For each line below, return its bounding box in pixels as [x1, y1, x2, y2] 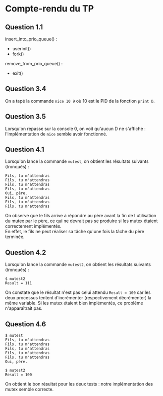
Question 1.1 [5, 23, 43, 31]
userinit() [12, 46, 31, 51]
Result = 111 [5, 281, 32, 286]
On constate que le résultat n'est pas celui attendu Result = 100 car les [5, 289, 151, 295]
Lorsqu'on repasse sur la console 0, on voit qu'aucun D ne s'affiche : [5, 126, 146, 132]
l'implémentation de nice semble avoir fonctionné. [5, 131, 108, 137]
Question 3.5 [5, 113, 46, 121]
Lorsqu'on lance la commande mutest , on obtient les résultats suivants [5, 158, 149, 164]
